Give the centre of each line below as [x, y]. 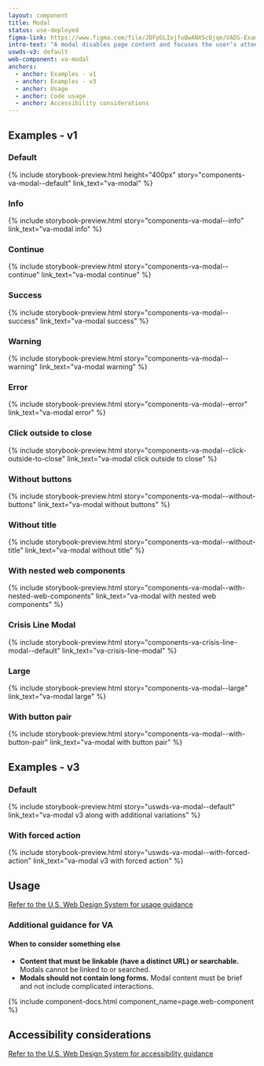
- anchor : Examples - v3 [56, 81]
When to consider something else [64, 944]
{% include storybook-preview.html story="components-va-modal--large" [128, 688]
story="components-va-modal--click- [185, 450]
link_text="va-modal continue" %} [96, 275]
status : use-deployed [44, 30]
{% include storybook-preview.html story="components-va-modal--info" [126, 220]
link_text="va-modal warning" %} [93, 366]
